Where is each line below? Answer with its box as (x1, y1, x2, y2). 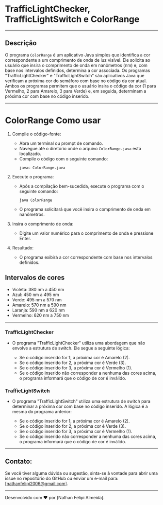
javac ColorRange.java (19, 165, 65, 170)
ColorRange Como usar (5, 115, 101, 126)
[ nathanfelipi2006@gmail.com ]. (5, 480, 68, 487)
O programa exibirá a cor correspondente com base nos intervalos (19, 254, 153, 260)
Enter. (19, 235, 32, 241)
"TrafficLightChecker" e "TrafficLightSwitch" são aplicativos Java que (5, 72, 145, 78)
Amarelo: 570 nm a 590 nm (12, 302, 66, 308)
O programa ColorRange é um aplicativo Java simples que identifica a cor (5, 52, 150, 58)
